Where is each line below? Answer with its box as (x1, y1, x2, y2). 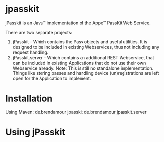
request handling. (12, 49, 49, 55)
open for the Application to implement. (12, 75, 91, 81)
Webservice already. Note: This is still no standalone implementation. (12, 65, 154, 71)
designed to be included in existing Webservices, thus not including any (12, 44, 160, 50)
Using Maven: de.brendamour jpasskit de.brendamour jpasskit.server (5, 109, 147, 115)
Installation (5, 93, 53, 104)
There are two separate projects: (5, 29, 73, 35)
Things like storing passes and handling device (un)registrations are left (12, 70, 159, 76)
